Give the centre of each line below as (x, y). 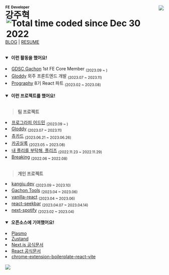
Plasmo (19, 233)
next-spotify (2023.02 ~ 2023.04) (43, 210)
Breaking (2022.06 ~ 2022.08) (40, 157)
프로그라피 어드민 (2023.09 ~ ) (40, 123)
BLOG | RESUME (22, 42)
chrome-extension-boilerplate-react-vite (54, 257)
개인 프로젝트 (30, 174)
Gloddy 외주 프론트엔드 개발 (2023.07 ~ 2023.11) (57, 76)
